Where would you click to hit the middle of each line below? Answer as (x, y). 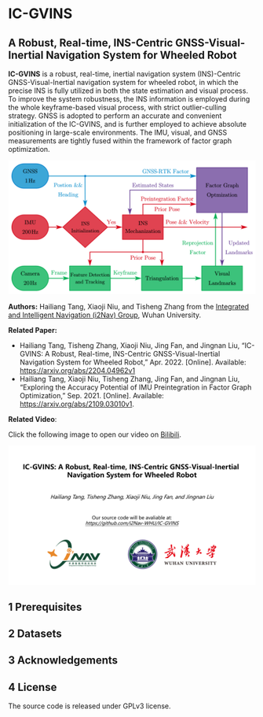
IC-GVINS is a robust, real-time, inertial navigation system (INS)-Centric (124, 74)
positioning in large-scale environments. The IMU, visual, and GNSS (118, 132)
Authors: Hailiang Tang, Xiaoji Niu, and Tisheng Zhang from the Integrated (129, 306)
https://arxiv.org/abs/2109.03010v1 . (77, 404)
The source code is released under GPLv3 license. (89, 706)
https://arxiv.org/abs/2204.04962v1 (77, 370)
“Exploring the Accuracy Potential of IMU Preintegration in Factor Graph (135, 387)
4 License (33, 687)
